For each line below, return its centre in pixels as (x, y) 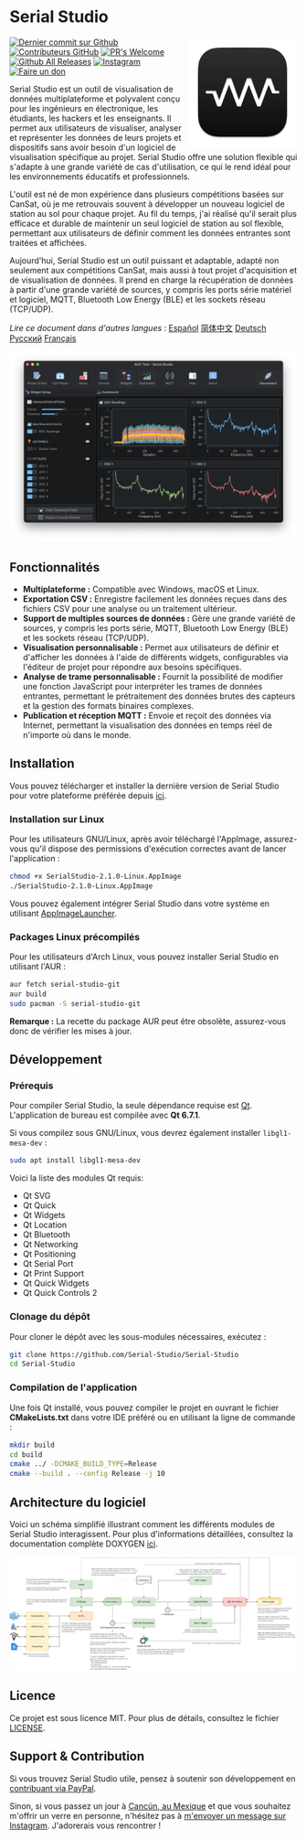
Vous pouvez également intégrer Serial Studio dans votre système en (140, 904)
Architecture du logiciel (78, 1502)
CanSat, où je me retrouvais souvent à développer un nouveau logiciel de (147, 204)
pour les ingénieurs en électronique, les (84, 108)
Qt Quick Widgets (56, 1283)
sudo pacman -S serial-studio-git (75, 1003)
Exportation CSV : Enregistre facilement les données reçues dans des (155, 599)
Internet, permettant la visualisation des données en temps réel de (147, 725)
